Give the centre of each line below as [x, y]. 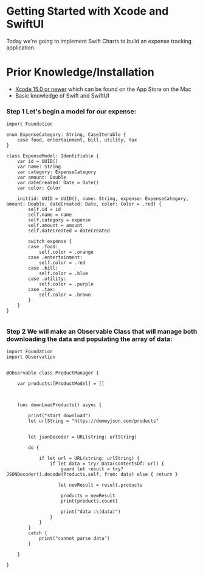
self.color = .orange [66, 252]
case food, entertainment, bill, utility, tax [77, 140]
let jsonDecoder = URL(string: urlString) [83, 437]
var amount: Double [42, 178]
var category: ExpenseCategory [57, 172]
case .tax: [42, 290]
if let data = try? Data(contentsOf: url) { [107, 464]
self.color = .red [62, 263]
